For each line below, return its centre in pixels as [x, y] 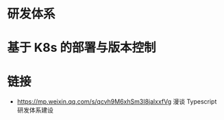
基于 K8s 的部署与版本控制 [82, 48]
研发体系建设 [35, 110]
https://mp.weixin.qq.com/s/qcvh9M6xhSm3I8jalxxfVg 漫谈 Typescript [117, 102]
